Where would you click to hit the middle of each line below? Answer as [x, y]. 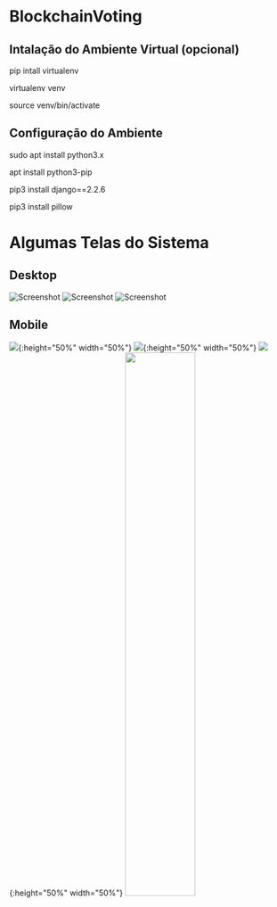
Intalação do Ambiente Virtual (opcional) [124, 49]
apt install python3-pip [51, 172]
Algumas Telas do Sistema [109, 243]
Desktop [33, 275]
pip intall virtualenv [44, 70]
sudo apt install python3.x [57, 154]
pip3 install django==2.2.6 [57, 189]
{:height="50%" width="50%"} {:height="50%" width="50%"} [138, 347]
